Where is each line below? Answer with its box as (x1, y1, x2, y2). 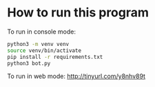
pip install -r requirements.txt (7, 53, 103, 60)
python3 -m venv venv (7, 40, 70, 47)
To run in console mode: (7, 27, 76, 36)
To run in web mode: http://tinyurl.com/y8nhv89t (7, 72, 146, 80)
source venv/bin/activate (7, 47, 81, 54)
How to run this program (7, 5, 149, 21)
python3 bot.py (7, 60, 51, 66)
